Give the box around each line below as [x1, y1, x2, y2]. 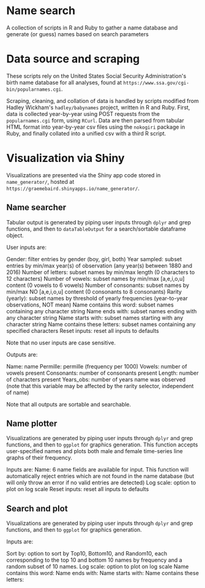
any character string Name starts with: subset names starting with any [6, 314, 184, 321]
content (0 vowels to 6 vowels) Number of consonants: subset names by [6, 281, 190, 289]
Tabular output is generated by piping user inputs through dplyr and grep [6, 218, 192, 226]
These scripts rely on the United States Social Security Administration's [6, 72, 187, 80]
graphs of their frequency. [6, 454, 72, 462]
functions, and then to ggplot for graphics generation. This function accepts [6, 441, 198, 448]
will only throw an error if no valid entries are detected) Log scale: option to [6, 479, 196, 486]
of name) [6, 389, 29, 396]
